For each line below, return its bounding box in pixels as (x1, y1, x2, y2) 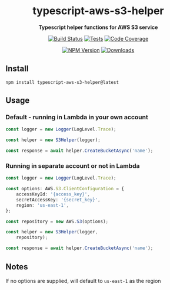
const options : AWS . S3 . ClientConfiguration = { (5, 186, 125, 192)
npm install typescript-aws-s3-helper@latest (5, 79, 119, 85)
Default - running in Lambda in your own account (5, 113, 148, 122)
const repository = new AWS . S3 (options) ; (5, 219, 109, 224)
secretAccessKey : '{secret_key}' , (16, 197, 101, 203)
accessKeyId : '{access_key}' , (16, 191, 91, 197)
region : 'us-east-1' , (16, 202, 69, 208)
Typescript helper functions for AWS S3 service (38, 24, 158, 31)
